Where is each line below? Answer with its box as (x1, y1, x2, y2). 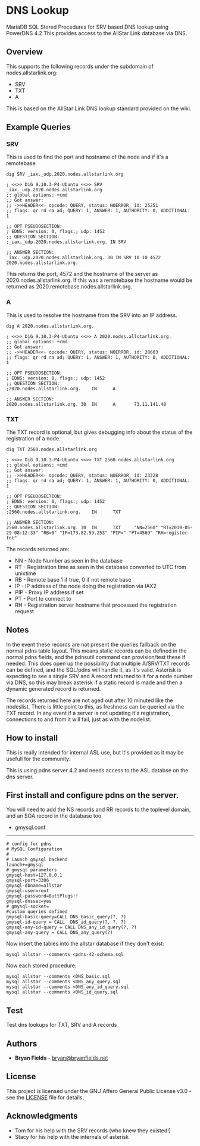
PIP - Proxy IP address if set (14, 589, 84, 596)
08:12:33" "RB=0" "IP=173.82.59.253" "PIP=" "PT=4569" (14, 530, 153, 536)
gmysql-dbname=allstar (6, 883, 62, 889)
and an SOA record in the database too (6, 812, 102, 819)
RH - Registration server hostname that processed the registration (14, 601, 177, 608)
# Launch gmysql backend (6, 856, 68, 863)
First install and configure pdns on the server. (6, 790, 179, 800)
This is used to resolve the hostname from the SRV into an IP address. (6, 311, 177, 319)
